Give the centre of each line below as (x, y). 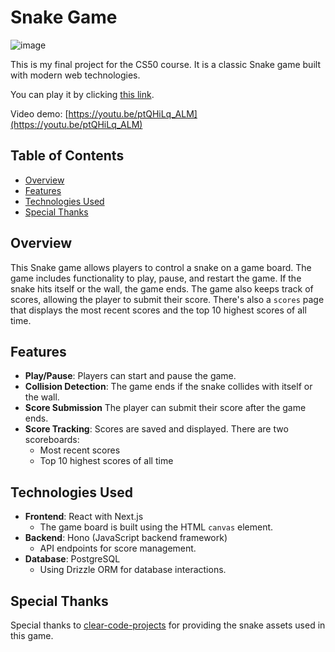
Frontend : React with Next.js (84, 517)
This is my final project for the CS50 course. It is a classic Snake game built (165, 64)
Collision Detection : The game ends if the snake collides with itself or (168, 387)
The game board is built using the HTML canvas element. (156, 527)
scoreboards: (52, 440)
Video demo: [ (39, 113)
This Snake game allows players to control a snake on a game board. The (161, 267)
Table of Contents (67, 156)
